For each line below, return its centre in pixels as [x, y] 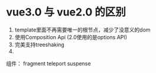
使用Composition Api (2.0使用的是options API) [71, 37]
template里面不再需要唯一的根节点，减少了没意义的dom [82, 30]
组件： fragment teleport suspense [48, 64]
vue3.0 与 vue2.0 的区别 [66, 12]
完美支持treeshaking [40, 45]
